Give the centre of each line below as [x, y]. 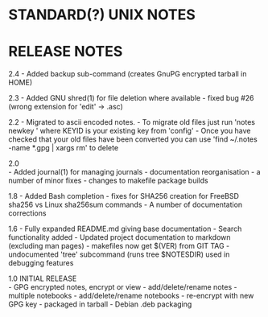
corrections [27, 213]
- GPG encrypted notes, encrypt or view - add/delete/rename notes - [123, 287]
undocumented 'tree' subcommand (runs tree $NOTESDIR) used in [119, 254]
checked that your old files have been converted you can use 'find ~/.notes [133, 139]
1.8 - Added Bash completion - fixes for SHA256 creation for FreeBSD [124, 196]
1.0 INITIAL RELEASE [43, 278]
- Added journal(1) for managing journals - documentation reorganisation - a [134, 172]
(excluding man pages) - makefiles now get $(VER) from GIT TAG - [119, 246]
